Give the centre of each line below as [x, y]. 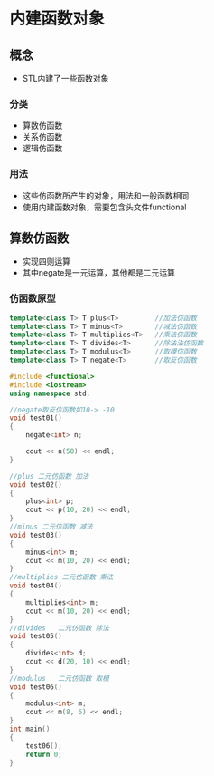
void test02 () [36, 485]
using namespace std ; [50, 393]
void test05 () [36, 636]
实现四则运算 [46, 262]
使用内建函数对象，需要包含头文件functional [104, 207]
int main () [30, 729]
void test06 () [36, 687]
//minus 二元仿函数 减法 [51, 527]
